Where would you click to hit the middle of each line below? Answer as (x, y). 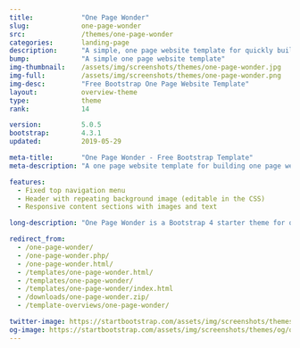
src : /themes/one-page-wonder (92, 34)
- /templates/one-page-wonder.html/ (85, 272)
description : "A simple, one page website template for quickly (142, 51)
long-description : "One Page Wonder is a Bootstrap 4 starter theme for (147, 223)
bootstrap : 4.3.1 (55, 133)
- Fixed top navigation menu (71, 190)
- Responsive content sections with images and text (117, 207)
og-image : (28, 330)
